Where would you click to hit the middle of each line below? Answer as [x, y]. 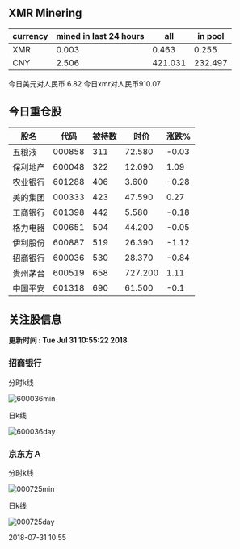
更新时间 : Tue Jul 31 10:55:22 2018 [68, 340]
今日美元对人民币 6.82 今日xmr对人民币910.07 [85, 83]
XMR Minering [45, 13]
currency [30, 36]
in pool [211, 36]
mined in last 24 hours [100, 36]
